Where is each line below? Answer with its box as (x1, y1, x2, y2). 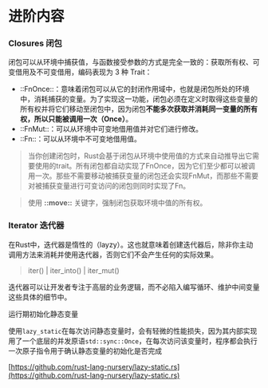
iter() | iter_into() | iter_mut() (27, 265, 120, 275)
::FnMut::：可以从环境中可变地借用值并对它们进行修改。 (19, 125, 203, 134)
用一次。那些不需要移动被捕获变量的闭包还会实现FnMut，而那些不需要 (27, 171, 259, 180)
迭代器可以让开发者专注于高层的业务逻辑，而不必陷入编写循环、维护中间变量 (8, 282, 260, 291)
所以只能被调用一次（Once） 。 (33, 114, 133, 124)
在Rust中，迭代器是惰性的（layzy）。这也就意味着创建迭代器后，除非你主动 (8, 240, 254, 249)
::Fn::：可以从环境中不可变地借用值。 (19, 134, 142, 144)
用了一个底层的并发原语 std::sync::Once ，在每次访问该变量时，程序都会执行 (8, 336, 258, 346)
